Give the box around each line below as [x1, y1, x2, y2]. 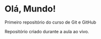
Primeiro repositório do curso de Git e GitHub [4, 19, 97, 25]
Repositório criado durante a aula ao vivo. [4, 28, 89, 34]
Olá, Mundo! [4, 3, 56, 14]
